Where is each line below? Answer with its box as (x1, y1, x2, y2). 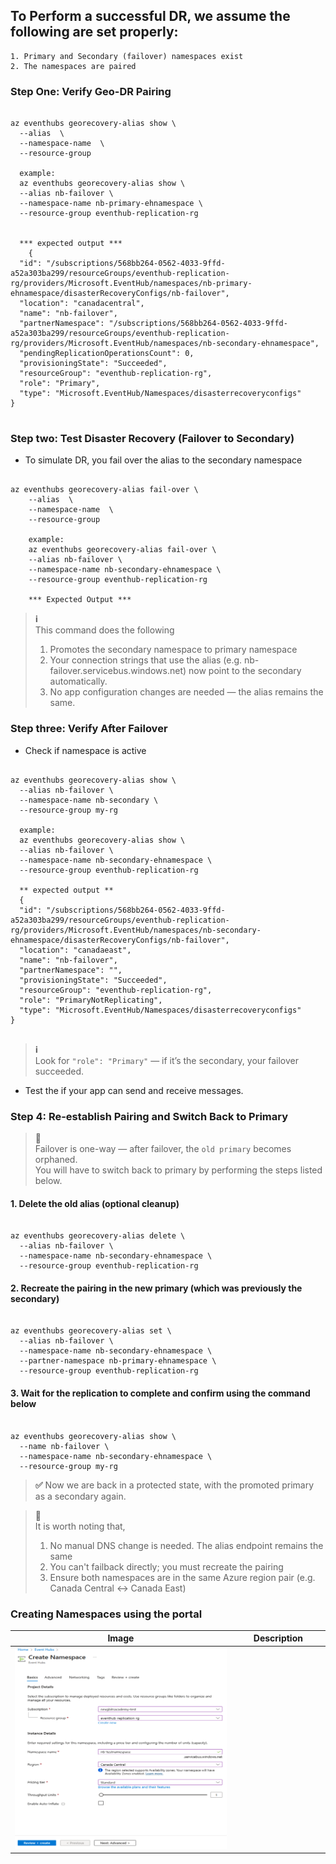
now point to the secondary (188, 665, 302, 677)
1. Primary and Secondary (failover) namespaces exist (10, 51, 244, 61)
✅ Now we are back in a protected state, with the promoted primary (34, 1479, 314, 1491)
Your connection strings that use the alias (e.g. (49, 654, 243, 666)
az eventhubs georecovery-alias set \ (10, 1326, 172, 1336)
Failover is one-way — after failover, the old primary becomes (34, 1143, 292, 1154)
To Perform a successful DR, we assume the (10, 8, 291, 25)
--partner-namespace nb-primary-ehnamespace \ (19, 1356, 217, 1366)
